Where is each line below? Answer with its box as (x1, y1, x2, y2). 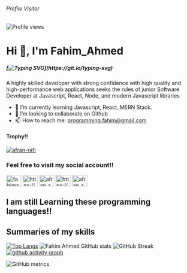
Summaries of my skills (6, 226, 95, 236)
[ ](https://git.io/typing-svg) (6, 64, 113, 71)
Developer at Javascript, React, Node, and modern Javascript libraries (6, 92, 180, 99)
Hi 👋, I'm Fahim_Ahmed (6, 44, 124, 58)
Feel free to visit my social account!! (6, 161, 114, 169)
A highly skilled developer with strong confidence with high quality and (6, 80, 182, 87)
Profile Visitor (6, 5, 40, 12)
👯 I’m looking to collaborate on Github (14, 110, 108, 117)
